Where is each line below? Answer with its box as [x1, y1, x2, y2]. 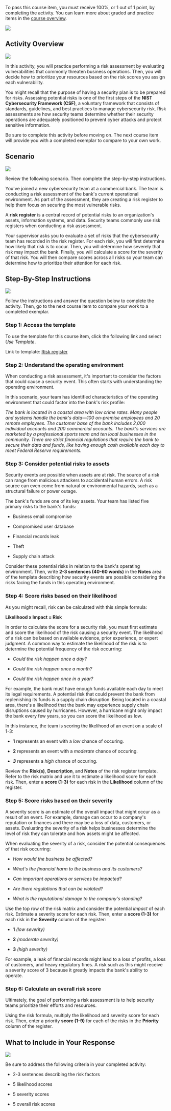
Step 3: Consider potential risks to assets [5, 460, 110, 467]
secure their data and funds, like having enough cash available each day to [5, 442, 165, 448]
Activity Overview [5, 39, 64, 48]
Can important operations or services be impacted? [12, 876, 122, 882]
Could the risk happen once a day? [12, 656, 87, 662]
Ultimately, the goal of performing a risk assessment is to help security [5, 997, 154, 1003]
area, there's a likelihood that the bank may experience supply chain [5, 702, 149, 708]
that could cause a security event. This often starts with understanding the [5, 379, 162, 385]
